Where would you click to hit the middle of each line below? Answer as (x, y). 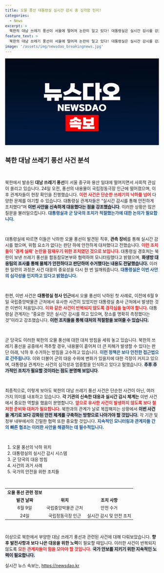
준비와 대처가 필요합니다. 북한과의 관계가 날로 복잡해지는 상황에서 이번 (80, 409)
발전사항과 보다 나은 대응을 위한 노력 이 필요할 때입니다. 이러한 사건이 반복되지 (83, 543)
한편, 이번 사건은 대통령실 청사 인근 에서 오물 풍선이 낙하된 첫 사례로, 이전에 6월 (80, 296)
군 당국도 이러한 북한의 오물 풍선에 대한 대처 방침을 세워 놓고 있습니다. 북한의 (78, 340)
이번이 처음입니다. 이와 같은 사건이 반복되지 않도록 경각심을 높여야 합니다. (79, 308)
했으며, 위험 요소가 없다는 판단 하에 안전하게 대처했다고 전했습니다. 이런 (82, 245)
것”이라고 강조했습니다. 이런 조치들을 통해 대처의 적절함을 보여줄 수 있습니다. (77, 320)
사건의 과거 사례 (27, 466)
